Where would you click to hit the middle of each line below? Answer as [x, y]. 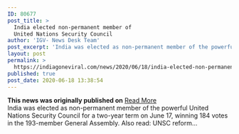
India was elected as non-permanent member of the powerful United [108, 108]
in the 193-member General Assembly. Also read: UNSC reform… [102, 123]
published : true [31, 73]
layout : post [27, 54]
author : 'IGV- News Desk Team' [54, 41]
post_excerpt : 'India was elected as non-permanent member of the [108, 47]
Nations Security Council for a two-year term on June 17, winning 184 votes [118, 115]
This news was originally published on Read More [82, 100]
